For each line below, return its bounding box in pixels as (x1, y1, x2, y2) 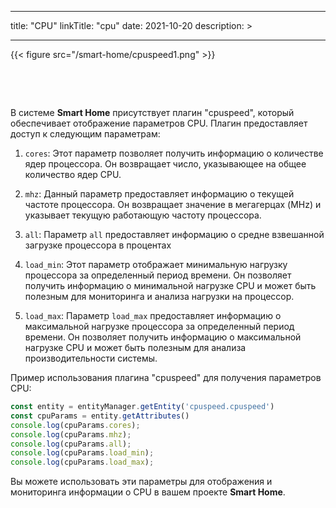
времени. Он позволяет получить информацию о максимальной (24, 331, 302, 343)
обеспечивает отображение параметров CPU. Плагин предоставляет (10, 117, 308, 129)
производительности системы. (24, 352, 158, 364)
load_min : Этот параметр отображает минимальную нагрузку (24, 259, 288, 270)
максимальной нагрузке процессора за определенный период (24, 321, 295, 332)
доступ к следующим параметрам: (10, 128, 161, 140)
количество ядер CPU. (24, 169, 122, 180)
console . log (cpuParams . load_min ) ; (10, 448, 155, 458)
